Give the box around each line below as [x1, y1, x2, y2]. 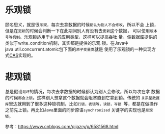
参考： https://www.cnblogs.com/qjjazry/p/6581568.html [5, 123, 119, 129]
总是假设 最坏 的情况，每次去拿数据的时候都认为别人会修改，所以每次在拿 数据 [5, 88, 160, 94]
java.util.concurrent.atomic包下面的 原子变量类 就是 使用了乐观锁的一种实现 [5, 46, 152, 52]
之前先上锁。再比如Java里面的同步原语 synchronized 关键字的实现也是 [5, 107, 146, 113]
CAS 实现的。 [9, 52, 36, 58]
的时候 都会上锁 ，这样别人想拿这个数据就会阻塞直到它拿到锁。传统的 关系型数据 [5, 94, 160, 101]
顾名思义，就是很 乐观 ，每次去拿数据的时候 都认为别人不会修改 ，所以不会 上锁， [5, 22, 159, 27]
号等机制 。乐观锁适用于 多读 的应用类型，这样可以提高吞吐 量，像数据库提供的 [5, 34, 158, 40]
